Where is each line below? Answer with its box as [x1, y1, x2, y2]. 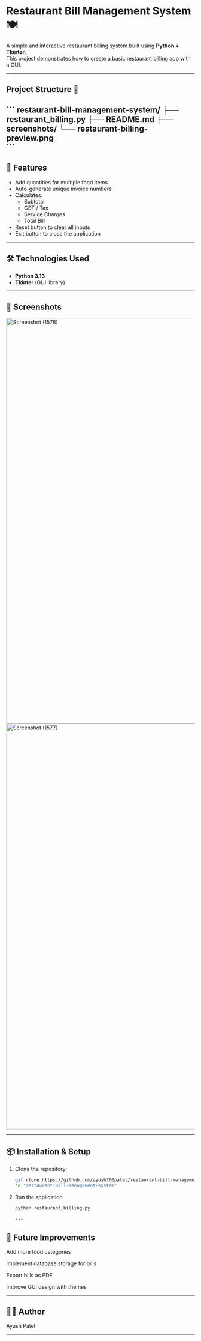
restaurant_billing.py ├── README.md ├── [6, 114, 173, 124]
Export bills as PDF [6, 1272, 53, 1279]
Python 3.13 [14, 272, 45, 280]
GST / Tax [23, 204, 49, 211]
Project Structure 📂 [6, 84, 79, 94]
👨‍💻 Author [6, 1306, 45, 1316]
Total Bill [23, 217, 45, 224]
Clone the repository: [14, 1165, 68, 1172]
